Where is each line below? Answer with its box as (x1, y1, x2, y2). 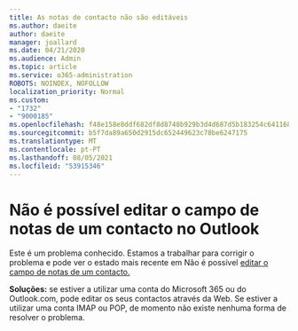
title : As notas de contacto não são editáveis (9, 12, 189, 22)
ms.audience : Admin (9, 54, 82, 63)
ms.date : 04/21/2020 (9, 46, 86, 55)
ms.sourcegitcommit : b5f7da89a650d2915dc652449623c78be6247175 (9, 129, 248, 138)
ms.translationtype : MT (9, 137, 98, 146)
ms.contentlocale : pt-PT (9, 145, 101, 154)
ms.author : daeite (9, 21, 77, 30)
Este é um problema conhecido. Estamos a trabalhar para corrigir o (9, 248, 255, 258)
